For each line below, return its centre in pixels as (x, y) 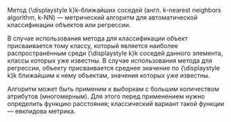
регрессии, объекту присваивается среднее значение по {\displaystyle (114, 68)
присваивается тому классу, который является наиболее (93, 46)
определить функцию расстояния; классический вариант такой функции (116, 104)
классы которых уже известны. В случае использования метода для (110, 61)
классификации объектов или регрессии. (69, 25)
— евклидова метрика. (42, 111)
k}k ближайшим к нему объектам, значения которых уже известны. (109, 75)
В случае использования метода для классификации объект (98, 38)
